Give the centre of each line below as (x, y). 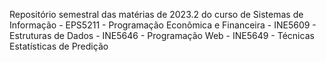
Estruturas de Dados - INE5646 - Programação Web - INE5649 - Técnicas (162, 35)
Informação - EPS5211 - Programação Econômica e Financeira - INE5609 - (163, 25)
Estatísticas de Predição (59, 46)
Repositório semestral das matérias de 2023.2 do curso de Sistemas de (156, 14)
